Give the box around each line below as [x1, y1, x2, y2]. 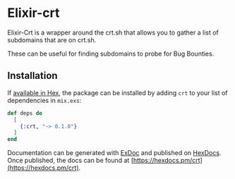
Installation [7, 70, 58, 82]
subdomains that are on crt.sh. [7, 35, 97, 44]
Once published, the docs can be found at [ [7, 156, 134, 165]
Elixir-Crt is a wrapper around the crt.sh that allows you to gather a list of [7, 28, 219, 37]
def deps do [7, 109, 42, 117]
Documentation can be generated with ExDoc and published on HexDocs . [7, 149, 222, 157]
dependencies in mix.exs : [7, 96, 82, 104]
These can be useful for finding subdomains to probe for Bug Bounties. [7, 49, 215, 58]
